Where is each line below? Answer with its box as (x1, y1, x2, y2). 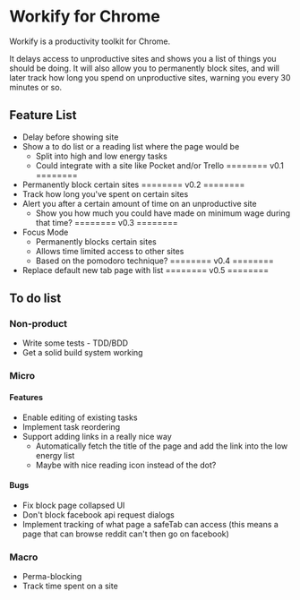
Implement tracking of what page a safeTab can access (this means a (21, 519, 279, 529)
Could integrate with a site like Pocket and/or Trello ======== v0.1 (35, 159, 285, 171)
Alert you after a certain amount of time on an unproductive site (21, 198, 257, 209)
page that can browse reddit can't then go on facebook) (21, 528, 230, 539)
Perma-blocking (21, 571, 82, 582)
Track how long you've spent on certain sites (21, 188, 189, 199)
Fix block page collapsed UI (21, 500, 125, 510)
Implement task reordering (21, 421, 121, 432)
